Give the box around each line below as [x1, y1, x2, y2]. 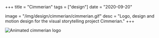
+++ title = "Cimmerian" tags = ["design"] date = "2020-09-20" [5, 4, 132, 9]
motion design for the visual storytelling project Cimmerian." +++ [5, 19, 135, 24]
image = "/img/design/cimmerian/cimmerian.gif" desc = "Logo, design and [5, 13, 155, 19]
